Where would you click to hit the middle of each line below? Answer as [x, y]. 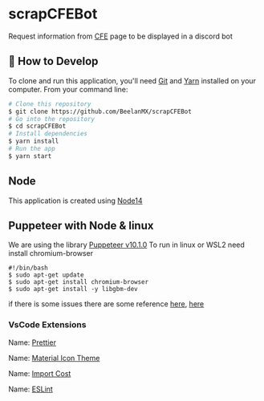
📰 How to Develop [53, 61]
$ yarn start [30, 156]
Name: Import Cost [40, 373]
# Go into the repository [51, 119]
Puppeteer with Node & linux [81, 225]
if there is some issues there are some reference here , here [106, 304]
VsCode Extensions [47, 325]
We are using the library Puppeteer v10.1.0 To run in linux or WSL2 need [126, 245]
